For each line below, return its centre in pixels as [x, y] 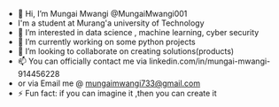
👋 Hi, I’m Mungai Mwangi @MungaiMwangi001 [102, 14]
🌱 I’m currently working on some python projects [107, 42]
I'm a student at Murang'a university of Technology [111, 23]
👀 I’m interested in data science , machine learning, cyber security [138, 32]
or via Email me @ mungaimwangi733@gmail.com [109, 83]
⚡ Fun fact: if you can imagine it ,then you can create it [117, 93]
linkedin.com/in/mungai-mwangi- [210, 61]
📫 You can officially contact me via [82, 61]
